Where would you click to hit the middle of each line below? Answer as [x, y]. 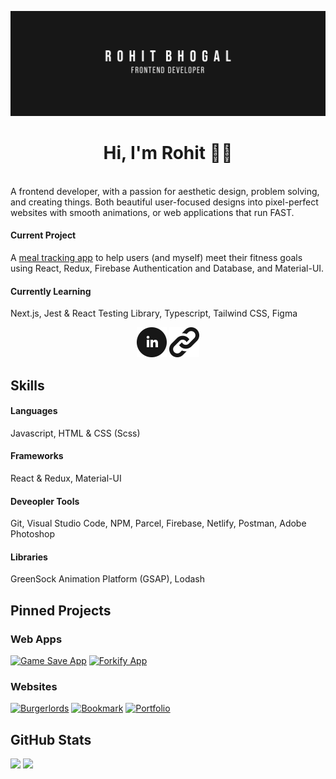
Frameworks [37, 456]
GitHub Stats [51, 739]
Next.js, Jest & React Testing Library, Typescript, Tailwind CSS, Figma [154, 313]
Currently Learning [51, 291]
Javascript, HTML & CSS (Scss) [75, 433]
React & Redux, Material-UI [66, 478]
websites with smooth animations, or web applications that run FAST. [152, 212]
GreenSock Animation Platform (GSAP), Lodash [108, 579]
